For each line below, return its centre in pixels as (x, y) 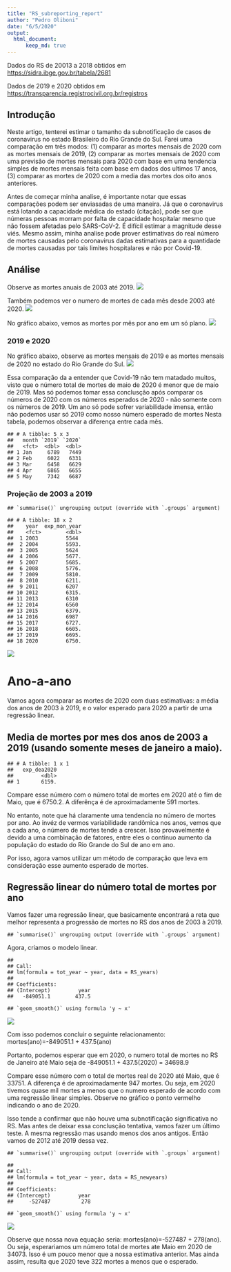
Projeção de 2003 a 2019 (50, 493)
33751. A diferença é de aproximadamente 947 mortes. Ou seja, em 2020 (111, 1083)
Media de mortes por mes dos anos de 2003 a (108, 737)
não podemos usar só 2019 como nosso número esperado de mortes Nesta (114, 414)
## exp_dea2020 (32, 770)
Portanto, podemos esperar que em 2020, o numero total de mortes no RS (113, 1055)
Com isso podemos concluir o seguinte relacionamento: (86, 1034)
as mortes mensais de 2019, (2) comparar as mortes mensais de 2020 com (114, 153)
